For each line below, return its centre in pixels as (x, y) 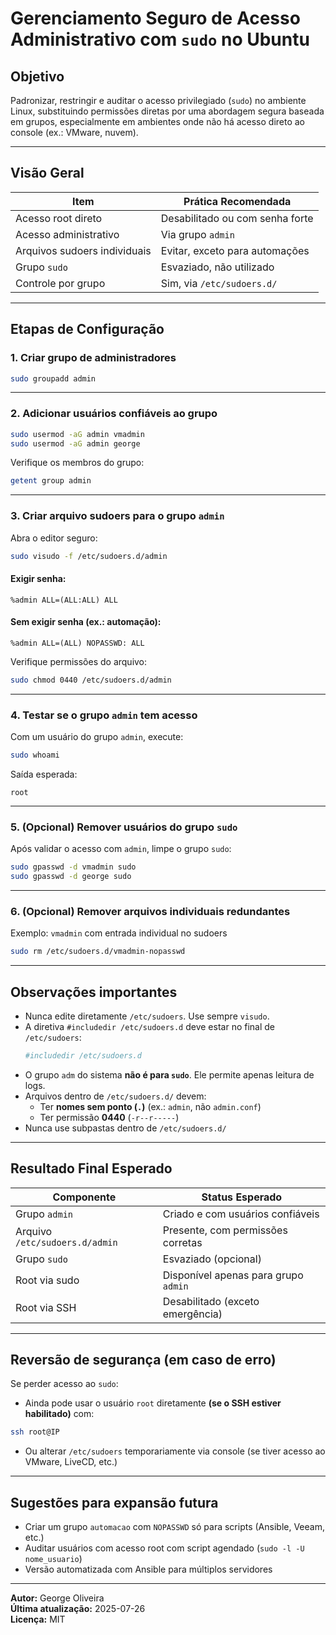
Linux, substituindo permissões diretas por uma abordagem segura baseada (167, 111)
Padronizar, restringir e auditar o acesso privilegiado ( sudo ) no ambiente (158, 100)
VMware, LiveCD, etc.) (71, 1462)
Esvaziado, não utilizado (217, 267)
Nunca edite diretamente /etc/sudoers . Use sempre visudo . (147, 1016)
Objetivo (37, 76)
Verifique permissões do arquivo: (79, 661)
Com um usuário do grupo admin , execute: (97, 737)
